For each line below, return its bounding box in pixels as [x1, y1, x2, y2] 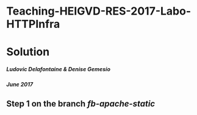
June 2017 [6, 81, 34, 88]
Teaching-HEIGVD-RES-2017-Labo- [6, 4, 192, 18]
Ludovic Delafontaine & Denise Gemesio [6, 65, 111, 72]
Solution [6, 45, 50, 59]
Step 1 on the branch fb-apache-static [6, 99, 156, 109]
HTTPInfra [6, 17, 60, 31]
